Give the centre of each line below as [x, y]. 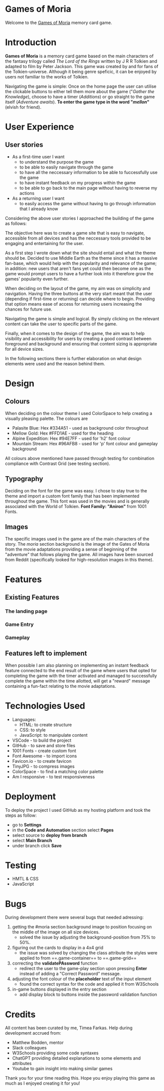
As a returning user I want [38, 198]
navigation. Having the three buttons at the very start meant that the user [79, 293]
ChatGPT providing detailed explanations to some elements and [76, 1058]
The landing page [26, 611]
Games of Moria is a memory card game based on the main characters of [79, 56]
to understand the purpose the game [57, 162]
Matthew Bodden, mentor [38, 1043]
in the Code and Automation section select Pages [63, 830]
